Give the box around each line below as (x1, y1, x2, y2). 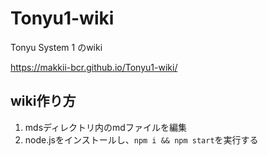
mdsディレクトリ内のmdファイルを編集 (24, 121, 187, 133)
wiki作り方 (10, 93, 77, 110)
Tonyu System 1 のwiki (10, 41, 103, 53)
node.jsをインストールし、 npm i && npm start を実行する (24, 133, 259, 146)
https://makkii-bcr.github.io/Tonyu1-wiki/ (10, 61, 178, 73)
